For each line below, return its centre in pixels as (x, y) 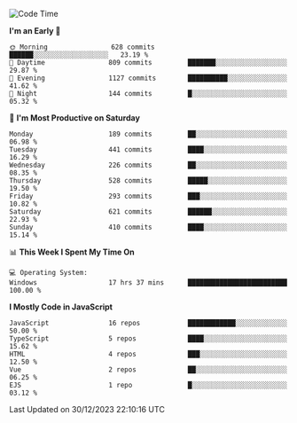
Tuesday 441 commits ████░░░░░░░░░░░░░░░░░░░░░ (148, 150)
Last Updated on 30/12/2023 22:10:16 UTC (87, 409)
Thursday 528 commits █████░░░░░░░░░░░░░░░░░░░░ (148, 181)
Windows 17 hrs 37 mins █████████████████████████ (148, 283)
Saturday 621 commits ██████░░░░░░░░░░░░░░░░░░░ (148, 212)
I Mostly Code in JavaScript (61, 307)
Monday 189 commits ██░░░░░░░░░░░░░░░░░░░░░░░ (148, 134)
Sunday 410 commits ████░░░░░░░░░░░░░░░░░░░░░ (148, 227)
